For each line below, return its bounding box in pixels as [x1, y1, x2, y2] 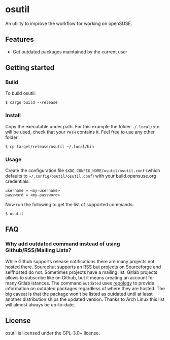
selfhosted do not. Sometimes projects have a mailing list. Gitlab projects [5, 269, 158, 275]
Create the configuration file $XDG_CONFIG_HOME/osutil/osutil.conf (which [5, 167, 160, 174]
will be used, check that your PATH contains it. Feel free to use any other [5, 129, 155, 135]
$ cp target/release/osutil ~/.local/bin [5, 144, 94, 149]
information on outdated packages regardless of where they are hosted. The [5, 285, 165, 291]
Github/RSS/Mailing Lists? [5, 247, 72, 254]
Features [5, 35, 34, 44]
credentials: [5, 178, 30, 184]
